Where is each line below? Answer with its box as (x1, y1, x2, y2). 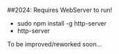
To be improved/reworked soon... (7, 40, 102, 48)
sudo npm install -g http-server (17, 19, 107, 27)
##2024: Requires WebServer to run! (7, 6, 113, 14)
